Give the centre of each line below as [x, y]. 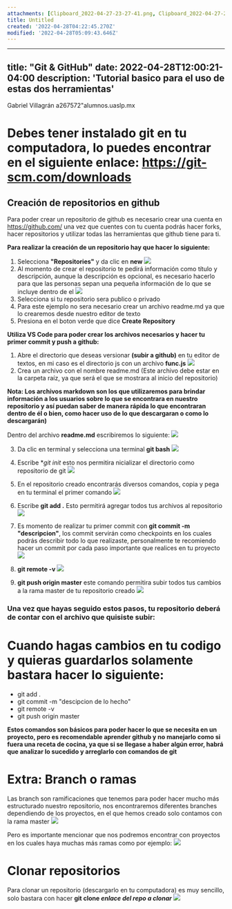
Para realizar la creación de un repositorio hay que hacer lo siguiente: [109, 247]
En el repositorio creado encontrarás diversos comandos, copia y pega [118, 485]
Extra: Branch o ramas [72, 780]
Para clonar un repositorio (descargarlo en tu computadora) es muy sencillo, [116, 890]
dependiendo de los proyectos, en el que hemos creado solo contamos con [115, 813]
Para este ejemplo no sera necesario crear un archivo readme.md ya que [121, 306]
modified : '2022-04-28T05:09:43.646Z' [63, 33]
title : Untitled [30, 20]
